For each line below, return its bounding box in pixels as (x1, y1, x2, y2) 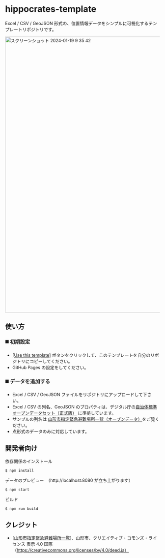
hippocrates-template (5, 3, 97, 15)
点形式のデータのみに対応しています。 (12, 428, 89, 434)
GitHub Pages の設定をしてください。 (12, 364, 89, 370)
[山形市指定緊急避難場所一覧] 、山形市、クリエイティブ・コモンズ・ (12, 535, 149, 541)
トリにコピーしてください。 (16, 358, 73, 364)
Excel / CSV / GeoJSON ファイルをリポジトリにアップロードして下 (12, 391, 147, 397)
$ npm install (5, 468, 34, 473)
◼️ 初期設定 (5, 339, 30, 345)
